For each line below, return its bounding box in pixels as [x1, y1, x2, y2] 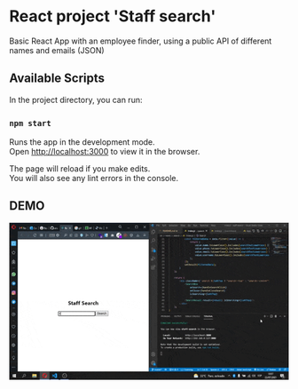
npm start [9, 118, 51, 128]
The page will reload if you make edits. [9, 163, 151, 174]
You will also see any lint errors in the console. [9, 173, 179, 184]
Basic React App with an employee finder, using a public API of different [9, 36, 272, 46]
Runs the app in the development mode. [9, 137, 155, 147]
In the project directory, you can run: [9, 94, 143, 105]
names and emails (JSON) [9, 44, 105, 55]
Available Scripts [9, 71, 105, 86]
